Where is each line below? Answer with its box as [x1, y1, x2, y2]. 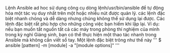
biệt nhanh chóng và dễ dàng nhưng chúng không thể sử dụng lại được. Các [5, 16, 165, 21]
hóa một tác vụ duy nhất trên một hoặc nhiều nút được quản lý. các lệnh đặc [5, 10, 165, 16]
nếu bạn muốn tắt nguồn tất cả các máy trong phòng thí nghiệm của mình [5, 26, 160, 32]
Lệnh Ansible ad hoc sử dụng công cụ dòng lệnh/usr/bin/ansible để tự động [5, 5, 164, 11]
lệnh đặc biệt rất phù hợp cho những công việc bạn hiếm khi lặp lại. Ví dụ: [5, 21, 160, 27]
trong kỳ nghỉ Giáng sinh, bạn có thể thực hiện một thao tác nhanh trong [5, 32, 157, 37]
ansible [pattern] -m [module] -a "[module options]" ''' [5, 42, 120, 48]
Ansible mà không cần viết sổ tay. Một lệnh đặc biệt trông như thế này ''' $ [5, 37, 162, 43]
